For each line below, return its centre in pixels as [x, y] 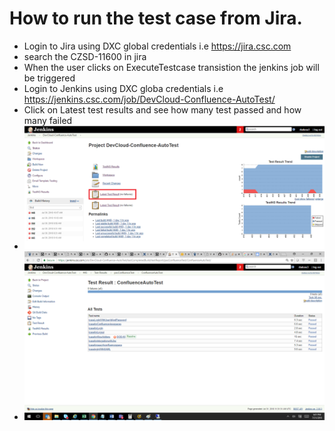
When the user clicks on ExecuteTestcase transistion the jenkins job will [171, 67]
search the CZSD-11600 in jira [85, 56]
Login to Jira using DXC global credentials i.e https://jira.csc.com [157, 46]
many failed [48, 120]
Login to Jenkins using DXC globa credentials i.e [123, 88]
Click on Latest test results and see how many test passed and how [162, 109]
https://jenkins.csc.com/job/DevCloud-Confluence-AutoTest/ [149, 99]
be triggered [49, 78]
